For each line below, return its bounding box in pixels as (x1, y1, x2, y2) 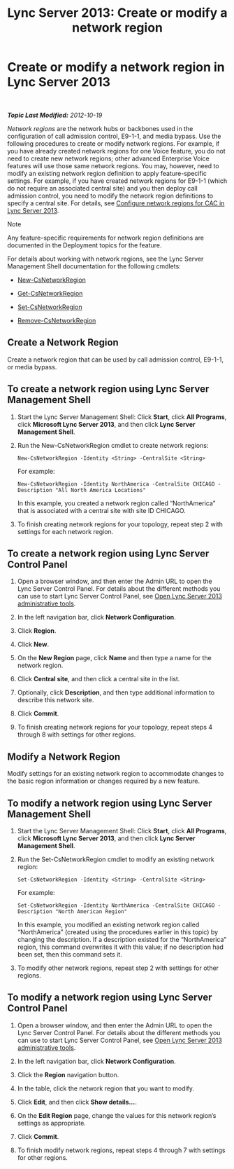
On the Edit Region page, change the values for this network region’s (17, 1111, 217, 1119)
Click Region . (17, 627, 57, 635)
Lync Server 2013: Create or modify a (7, 5, 228, 21)
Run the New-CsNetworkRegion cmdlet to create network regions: (17, 441, 209, 449)
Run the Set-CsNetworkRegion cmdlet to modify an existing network (17, 855, 214, 863)
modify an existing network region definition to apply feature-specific (7, 169, 207, 177)
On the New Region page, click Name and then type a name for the (17, 654, 212, 662)
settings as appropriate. (17, 1119, 86, 1127)
